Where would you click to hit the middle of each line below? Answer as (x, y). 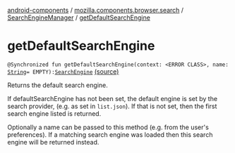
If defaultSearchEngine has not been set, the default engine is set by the (112, 98)
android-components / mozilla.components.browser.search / (96, 10)
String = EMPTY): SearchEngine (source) (63, 71)
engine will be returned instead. (53, 142)
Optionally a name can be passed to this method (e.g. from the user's (108, 127)
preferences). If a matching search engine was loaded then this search (110, 134)
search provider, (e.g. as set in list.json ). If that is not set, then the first (112, 106)
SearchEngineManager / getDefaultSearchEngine (79, 18)
